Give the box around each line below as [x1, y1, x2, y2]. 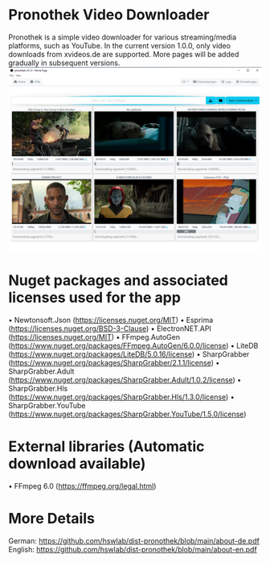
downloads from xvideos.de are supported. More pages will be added [8, 49, 239, 59]
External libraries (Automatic [8, 437, 205, 456]
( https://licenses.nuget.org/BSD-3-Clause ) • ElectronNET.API [8, 324, 211, 333]
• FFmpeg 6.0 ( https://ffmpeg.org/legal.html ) [8, 481, 157, 491]
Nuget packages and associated [8, 271, 229, 290]
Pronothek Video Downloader [8, 6, 210, 24]
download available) [8, 455, 146, 473]
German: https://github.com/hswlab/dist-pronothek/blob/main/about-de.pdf [8, 535, 260, 545]
